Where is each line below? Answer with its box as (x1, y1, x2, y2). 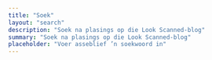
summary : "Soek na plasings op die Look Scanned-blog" (8, 33, 192, 41)
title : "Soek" (8, 11, 55, 19)
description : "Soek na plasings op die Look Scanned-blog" (8, 26, 206, 34)
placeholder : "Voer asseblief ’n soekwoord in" (8, 41, 167, 48)
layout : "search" (8, 19, 65, 26)
